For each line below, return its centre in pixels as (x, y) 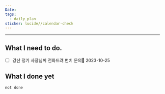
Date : (11, 10)
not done (14, 87)
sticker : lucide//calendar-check (39, 23)
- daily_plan (23, 19)
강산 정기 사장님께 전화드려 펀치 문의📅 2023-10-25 (61, 61)
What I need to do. (34, 48)
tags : (11, 14)
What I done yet (30, 76)
